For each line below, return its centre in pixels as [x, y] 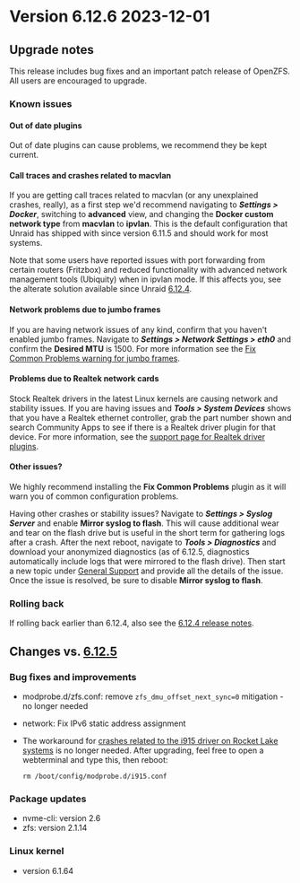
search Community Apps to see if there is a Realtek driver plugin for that [142, 427]
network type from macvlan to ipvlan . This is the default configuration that [149, 224]
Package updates [48, 799]
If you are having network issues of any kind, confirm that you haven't [138, 329]
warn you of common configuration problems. [94, 496]
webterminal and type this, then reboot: [95, 759]
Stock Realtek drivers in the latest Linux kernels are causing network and [144, 398]
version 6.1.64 [48, 870]
